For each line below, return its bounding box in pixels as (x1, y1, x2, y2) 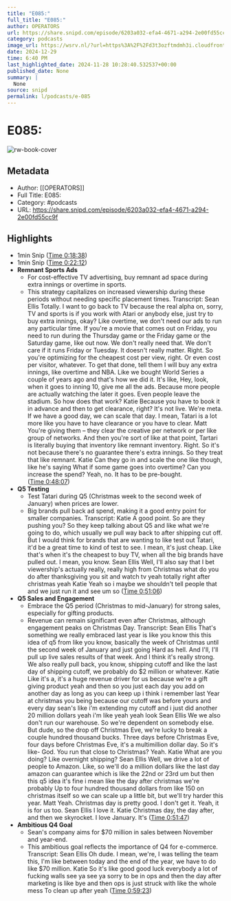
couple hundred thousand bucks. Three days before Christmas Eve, (27, 733, 219, 741)
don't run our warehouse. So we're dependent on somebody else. (27, 718, 214, 726)
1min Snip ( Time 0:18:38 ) (16, 251, 88, 259)
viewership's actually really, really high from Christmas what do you (27, 565, 219, 573)
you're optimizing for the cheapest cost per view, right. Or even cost (27, 353, 221, 361)
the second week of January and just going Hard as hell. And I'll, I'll (27, 645, 219, 654)
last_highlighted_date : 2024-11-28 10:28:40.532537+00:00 (7, 61, 177, 68)
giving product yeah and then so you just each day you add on (27, 682, 205, 690)
